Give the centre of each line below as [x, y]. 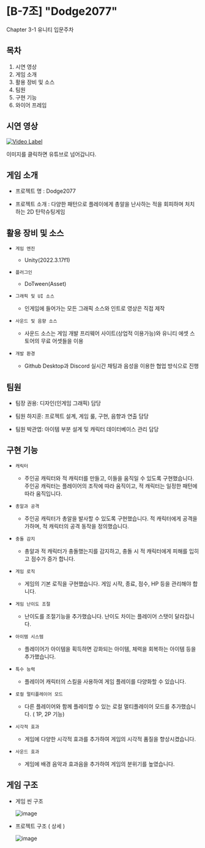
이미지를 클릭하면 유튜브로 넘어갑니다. [51, 154]
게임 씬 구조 [29, 801]
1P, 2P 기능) [50, 714]
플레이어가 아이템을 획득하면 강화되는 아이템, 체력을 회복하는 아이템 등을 [110, 649]
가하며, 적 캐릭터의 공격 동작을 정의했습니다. [77, 526]
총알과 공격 [27, 506]
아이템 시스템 [29, 637]
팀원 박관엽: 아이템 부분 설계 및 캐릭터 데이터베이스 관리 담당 [87, 429]
